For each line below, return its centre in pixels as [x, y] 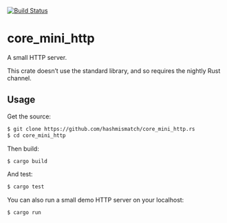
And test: [20, 174]
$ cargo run [24, 213]
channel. [20, 78]
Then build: [23, 149]
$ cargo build [28, 161]
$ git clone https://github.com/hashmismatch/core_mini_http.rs [101, 129]
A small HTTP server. [37, 57]
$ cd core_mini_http [37, 135]
